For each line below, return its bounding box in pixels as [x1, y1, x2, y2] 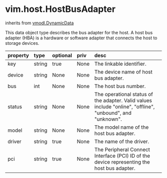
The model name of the [94, 123, 149, 130]
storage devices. [5, 40, 40, 46]
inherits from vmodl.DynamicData [5, 20, 74, 26]
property [7, 52, 29, 59]
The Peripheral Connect [94, 146, 150, 153]
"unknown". [94, 115, 122, 122]
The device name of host [94, 68, 153, 75]
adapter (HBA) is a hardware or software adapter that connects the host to [5, 35, 158, 41]
